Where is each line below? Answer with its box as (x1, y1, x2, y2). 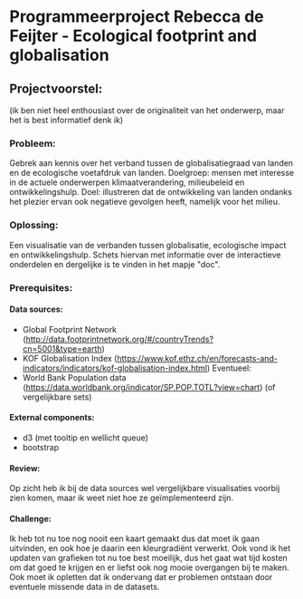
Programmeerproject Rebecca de (9, 6, 264, 27)
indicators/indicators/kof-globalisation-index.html (22, 362, 208, 373)
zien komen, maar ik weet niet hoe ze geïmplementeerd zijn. (9, 492, 233, 504)
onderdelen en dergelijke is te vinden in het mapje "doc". (9, 258, 221, 269)
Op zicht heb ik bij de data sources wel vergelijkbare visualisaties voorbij (9, 483, 280, 494)
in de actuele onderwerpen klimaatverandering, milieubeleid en (9, 177, 245, 188)
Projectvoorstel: (9, 81, 103, 96)
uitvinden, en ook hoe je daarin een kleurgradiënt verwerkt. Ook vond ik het (9, 543, 291, 554)
